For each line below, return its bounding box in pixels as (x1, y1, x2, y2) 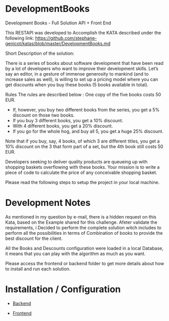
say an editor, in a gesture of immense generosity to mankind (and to (5, 70, 149, 77)
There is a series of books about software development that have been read (5, 60, 163, 66)
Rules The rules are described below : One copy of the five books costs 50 (5, 91, 161, 97)
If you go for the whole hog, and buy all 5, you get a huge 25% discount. (12, 128, 163, 134)
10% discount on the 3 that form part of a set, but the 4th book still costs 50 (5, 143, 163, 150)
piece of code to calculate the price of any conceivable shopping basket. (5, 169, 158, 175)
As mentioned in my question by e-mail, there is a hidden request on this (5, 213, 157, 220)
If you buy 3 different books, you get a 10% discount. (12, 117, 123, 123)
